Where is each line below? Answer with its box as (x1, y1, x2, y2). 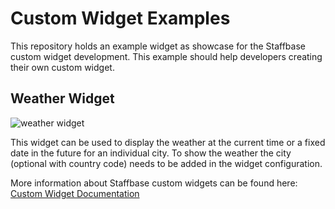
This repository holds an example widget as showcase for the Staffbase (10, 40, 306, 52)
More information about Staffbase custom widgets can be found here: (10, 177, 298, 189)
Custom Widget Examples (10, 7, 231, 30)
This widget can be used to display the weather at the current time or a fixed (10, 136, 326, 148)
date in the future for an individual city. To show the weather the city (10, 147, 292, 159)
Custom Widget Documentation (10, 187, 140, 199)
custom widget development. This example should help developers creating (10, 50, 323, 62)
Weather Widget (10, 90, 115, 107)
